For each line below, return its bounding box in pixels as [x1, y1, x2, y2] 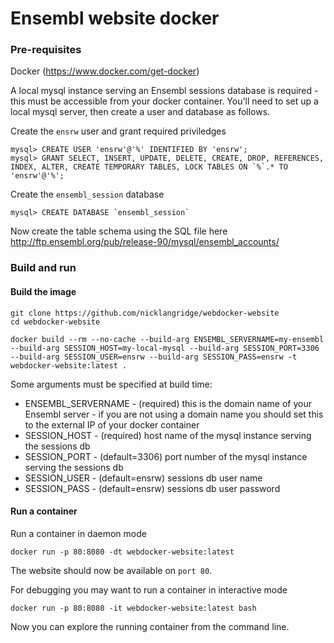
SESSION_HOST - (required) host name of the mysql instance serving [24, 429, 312, 441]
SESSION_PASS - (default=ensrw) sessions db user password [24, 482, 281, 494]
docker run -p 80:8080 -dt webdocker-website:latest [10, 547, 235, 557]
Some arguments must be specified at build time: [10, 378, 213, 390]
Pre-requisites [10, 43, 82, 57]
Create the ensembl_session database [10, 188, 165, 201]
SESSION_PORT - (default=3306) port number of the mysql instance [24, 450, 308, 462]
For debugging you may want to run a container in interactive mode [10, 583, 288, 596]
